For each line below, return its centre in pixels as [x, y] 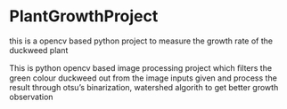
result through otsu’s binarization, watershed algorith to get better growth [144, 87]
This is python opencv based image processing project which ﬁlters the [141, 67]
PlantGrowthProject [84, 16]
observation [31, 97]
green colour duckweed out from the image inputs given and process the [143, 78]
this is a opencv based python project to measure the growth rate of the [141, 41]
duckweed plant [39, 50]
